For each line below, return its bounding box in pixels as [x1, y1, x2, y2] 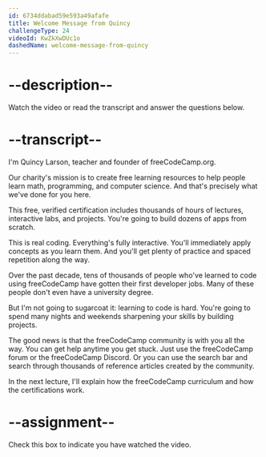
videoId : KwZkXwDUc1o [8, 34, 81, 42]
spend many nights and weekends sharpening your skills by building [8, 312, 234, 321]
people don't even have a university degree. [8, 288, 154, 297]
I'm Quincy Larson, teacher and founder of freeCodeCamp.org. [8, 157, 216, 167]
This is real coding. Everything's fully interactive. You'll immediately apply [8, 238, 252, 247]
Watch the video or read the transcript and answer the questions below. [8, 103, 245, 112]
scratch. [8, 222, 36, 232]
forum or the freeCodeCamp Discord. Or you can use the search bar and [8, 353, 248, 362]
